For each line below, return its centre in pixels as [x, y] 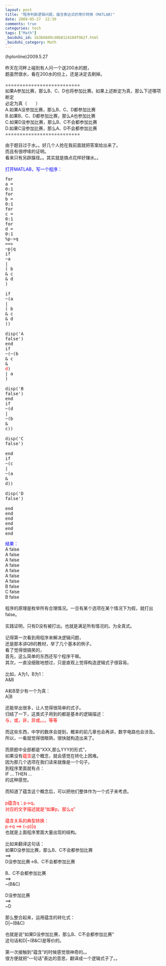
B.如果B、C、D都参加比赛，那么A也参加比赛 [50, 116]
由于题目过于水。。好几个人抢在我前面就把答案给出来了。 [63, 145]
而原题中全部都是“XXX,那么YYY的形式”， [47, 749]
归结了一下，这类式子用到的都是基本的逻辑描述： [55, 714]
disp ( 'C [14, 438]
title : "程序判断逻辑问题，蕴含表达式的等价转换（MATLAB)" [60, 14]
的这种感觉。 [18, 780]
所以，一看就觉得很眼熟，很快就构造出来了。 [51, 738]
